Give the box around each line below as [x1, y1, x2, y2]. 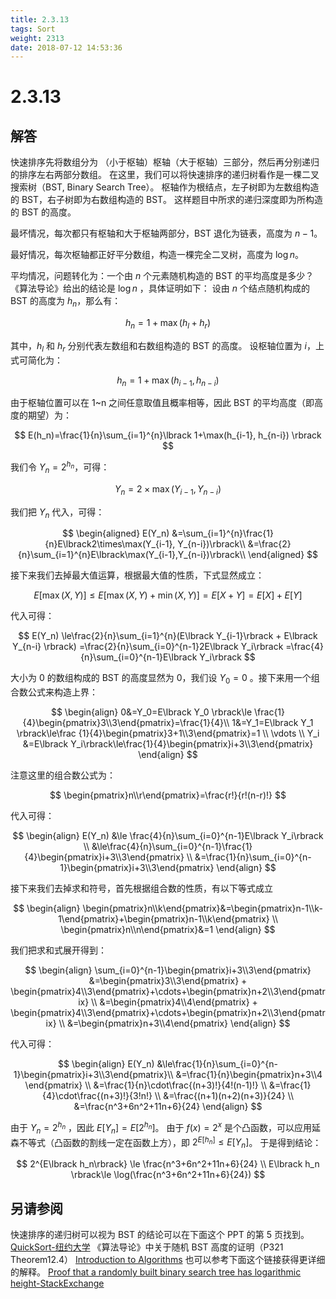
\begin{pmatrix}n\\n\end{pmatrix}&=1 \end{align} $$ [60, 924, 276, 936]
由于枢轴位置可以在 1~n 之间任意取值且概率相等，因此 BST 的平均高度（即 [10, 397, 315, 409]
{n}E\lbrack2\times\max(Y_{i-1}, [44, 538, 176, 550]
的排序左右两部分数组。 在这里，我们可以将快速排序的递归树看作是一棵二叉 [10, 169, 320, 181]
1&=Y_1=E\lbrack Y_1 [231, 717, 314, 729]
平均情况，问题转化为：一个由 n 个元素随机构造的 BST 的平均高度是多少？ [10, 270, 315, 282]
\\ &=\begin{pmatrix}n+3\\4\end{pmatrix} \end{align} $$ [58, 1017, 291, 1030]
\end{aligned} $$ [247, 549, 319, 561]
